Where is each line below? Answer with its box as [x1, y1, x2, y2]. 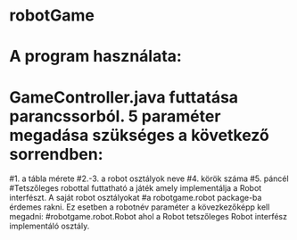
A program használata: [9, 46, 183, 67]
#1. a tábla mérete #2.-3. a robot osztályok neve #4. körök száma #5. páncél [9, 173, 289, 184]
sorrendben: [9, 144, 104, 164]
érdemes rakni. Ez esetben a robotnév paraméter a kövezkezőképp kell [9, 202, 270, 212]
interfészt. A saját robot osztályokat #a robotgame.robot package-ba [9, 193, 262, 203]
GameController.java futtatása [9, 87, 239, 107]
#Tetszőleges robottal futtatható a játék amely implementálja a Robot [9, 183, 262, 194]
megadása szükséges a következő [9, 125, 269, 145]
